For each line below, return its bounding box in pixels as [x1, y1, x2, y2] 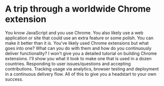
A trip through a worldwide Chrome [5, 3, 151, 15]
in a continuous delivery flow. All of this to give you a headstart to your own [5, 71, 157, 77]
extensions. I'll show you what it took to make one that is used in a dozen [5, 55, 152, 61]
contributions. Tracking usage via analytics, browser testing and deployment [5, 66, 159, 71]
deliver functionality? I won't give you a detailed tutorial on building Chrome [5, 50, 157, 56]
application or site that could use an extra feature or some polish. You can [5, 35, 154, 41]
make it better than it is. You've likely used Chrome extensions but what [5, 40, 149, 46]
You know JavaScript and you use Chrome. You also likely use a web [5, 30, 143, 35]
